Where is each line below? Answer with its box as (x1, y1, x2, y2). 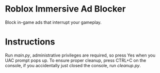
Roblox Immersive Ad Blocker (5, 3, 126, 15)
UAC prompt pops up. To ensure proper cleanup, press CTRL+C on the (5, 57, 146, 63)
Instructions (5, 36, 55, 47)
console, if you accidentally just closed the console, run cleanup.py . (5, 62, 141, 68)
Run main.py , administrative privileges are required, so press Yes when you (5, 52, 156, 58)
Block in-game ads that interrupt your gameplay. (5, 19, 102, 25)
